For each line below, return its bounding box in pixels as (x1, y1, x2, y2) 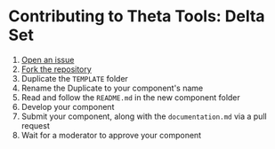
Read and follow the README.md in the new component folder (20, 91, 241, 103)
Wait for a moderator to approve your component (20, 129, 202, 140)
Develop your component (20, 101, 115, 112)
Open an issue (20, 54, 75, 65)
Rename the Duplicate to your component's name (20, 82, 204, 93)
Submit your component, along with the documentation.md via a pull (20, 111, 268, 122)
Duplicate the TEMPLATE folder (20, 73, 128, 83)
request (20, 120, 50, 130)
